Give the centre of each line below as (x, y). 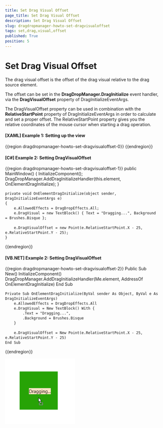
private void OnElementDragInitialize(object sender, (61, 194)
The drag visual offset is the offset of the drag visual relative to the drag (77, 79)
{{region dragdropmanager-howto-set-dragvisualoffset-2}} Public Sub (76, 269)
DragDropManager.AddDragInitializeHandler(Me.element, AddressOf (74, 279)
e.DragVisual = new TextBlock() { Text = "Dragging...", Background (85, 213)
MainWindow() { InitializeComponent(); (44, 174)
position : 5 (17, 42)
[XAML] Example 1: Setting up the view (45, 136)
